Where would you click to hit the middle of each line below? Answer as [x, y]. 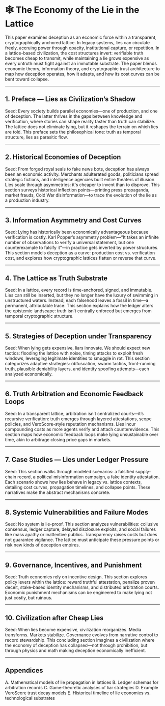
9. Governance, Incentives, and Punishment [73, 565]
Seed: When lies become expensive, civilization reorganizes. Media [73, 630]
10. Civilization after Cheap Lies [55, 618]
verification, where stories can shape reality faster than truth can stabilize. [80, 121]
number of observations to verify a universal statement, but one [69, 243]
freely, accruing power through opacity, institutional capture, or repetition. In [82, 48]
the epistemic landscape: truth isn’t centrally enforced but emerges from [78, 311]
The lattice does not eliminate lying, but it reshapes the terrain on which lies [82, 127]
